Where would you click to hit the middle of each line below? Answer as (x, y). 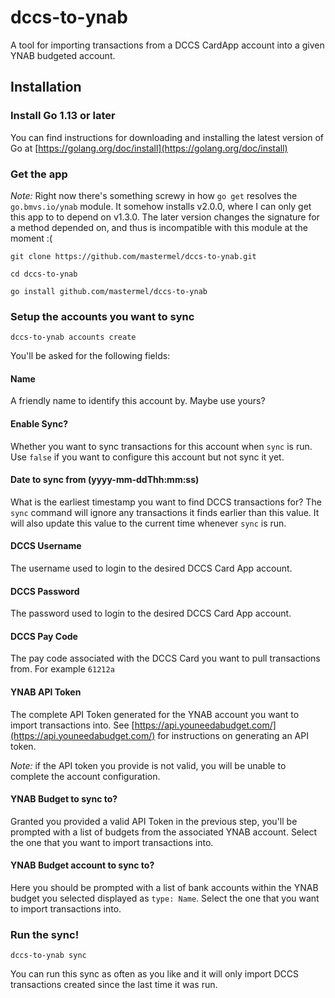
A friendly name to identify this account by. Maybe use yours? (138, 401)
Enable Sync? (39, 424)
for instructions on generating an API (233, 735)
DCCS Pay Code (44, 636)
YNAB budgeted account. (63, 55)
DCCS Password (45, 591)
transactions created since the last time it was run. (114, 985)
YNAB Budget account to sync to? (82, 865)
